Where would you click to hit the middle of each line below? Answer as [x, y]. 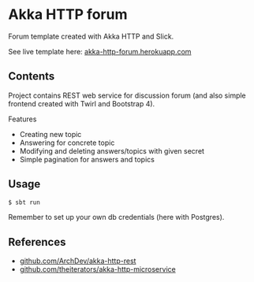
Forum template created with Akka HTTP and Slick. [91, 36]
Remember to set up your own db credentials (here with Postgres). [116, 217]
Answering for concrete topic [67, 143]
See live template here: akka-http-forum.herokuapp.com [100, 51]
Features [22, 119]
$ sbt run [24, 202]
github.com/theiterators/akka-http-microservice [97, 269]
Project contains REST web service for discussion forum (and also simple [127, 95]
